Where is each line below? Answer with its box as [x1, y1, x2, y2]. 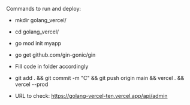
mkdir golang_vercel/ [14, 17, 67, 23]
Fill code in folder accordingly [14, 63, 89, 70]
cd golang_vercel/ [14, 28, 59, 35]
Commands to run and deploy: [6, 5, 82, 12]
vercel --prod [14, 81, 49, 88]
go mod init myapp [14, 40, 62, 47]
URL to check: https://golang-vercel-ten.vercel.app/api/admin [14, 92, 168, 99]
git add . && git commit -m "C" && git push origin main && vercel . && [14, 75, 185, 81]
